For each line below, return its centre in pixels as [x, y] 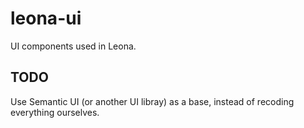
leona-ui [46, 18]
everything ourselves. [55, 112]
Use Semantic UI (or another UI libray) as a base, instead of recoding [152, 101]
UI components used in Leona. [73, 46]
